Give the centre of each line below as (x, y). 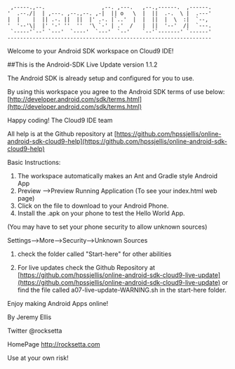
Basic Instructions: (34, 162)
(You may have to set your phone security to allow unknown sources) (107, 227)
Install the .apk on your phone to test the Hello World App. (101, 213)
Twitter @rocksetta (35, 331)
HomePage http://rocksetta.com (54, 344)
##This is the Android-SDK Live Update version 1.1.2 (82, 65)
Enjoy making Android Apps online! (58, 303)
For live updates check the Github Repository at (86, 268)
